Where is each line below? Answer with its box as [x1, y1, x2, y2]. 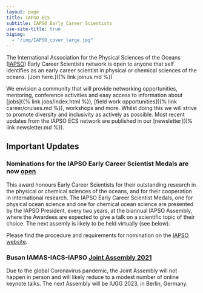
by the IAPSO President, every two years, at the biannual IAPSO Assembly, [6, 207, 193, 214]
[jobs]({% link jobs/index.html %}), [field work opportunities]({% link [6, 98, 178, 105]
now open [6, 167, 36, 176]
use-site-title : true [6, 26, 61, 32]
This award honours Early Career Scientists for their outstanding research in [6, 181, 196, 188]
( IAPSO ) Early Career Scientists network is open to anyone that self [6, 60, 175, 67]
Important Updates [6, 141, 79, 152]
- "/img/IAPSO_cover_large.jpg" [12, 37, 94, 43]
